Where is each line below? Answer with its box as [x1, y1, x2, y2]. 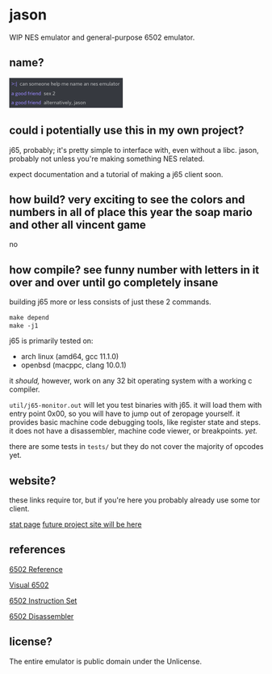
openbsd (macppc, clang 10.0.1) [20, 360, 128, 370]
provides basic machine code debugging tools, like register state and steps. [9, 418, 262, 427]
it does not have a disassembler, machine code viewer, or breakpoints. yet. [9, 426, 257, 436]
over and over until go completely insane [9, 275, 219, 289]
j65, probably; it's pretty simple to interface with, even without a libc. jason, [9, 145, 259, 155]
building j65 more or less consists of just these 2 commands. [9, 297, 212, 307]
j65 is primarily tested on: [9, 336, 94, 345]
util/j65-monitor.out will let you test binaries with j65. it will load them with [9, 401, 262, 410]
